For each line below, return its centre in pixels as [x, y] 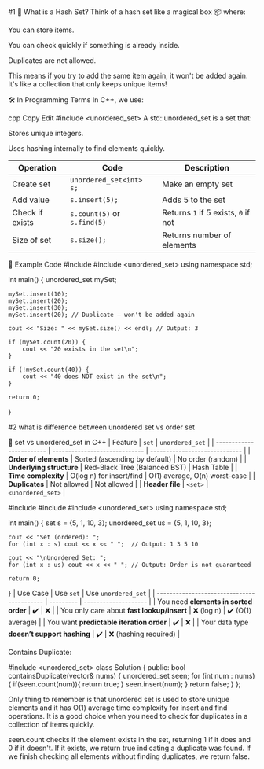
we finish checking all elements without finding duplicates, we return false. [129, 756]
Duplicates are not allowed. [52, 61]
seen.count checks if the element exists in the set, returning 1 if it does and [130, 740]
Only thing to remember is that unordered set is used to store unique [119, 699]
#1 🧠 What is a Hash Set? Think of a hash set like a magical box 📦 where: [127, 12]
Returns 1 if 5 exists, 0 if [206, 213]
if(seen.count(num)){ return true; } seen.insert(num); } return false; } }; [127, 684]
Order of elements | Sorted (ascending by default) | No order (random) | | [128, 459]
